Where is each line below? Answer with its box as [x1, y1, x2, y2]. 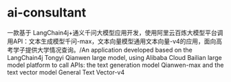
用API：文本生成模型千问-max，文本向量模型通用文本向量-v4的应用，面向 [7, 37, 217, 45]
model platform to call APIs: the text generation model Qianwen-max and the [7, 61, 224, 69]
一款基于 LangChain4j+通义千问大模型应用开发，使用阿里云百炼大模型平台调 [7, 28, 223, 37]
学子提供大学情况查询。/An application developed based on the [12, 45, 192, 54]
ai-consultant [7, 5, 87, 21]
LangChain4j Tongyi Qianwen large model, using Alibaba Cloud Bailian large [7, 53, 222, 61]
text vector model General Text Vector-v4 [7, 68, 125, 76]
